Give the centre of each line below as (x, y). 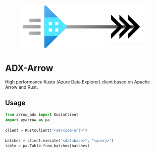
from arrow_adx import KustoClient (42, 115)
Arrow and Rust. (22, 87)
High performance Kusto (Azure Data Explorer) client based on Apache (77, 82)
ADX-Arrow (29, 68)
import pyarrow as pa (27, 120)
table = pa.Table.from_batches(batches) (48, 146)
